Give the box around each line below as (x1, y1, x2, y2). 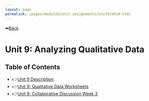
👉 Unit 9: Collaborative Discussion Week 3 (12, 90, 98, 97)
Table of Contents (5, 63, 61, 72)
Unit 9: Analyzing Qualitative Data (5, 44, 145, 55)
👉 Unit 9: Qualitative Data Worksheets (12, 83, 89, 89)
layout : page (5, 7, 32, 12)
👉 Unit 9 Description (12, 76, 54, 82)
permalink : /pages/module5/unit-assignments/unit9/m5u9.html (5, 12, 132, 16)
